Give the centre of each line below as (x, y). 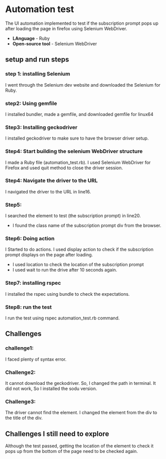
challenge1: (20, 348)
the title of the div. (24, 418)
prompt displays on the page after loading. (49, 255)
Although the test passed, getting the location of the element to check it (79, 446)
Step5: (14, 205)
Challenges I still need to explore (57, 434)
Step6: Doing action (30, 239)
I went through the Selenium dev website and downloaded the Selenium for (83, 85)
